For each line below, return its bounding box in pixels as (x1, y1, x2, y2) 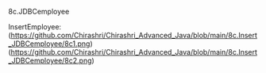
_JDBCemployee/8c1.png (8, 39, 91, 48)
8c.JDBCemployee (8, 7, 70, 16)
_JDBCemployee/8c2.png (8, 56, 92, 65)
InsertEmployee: (8, 22, 62, 31)
